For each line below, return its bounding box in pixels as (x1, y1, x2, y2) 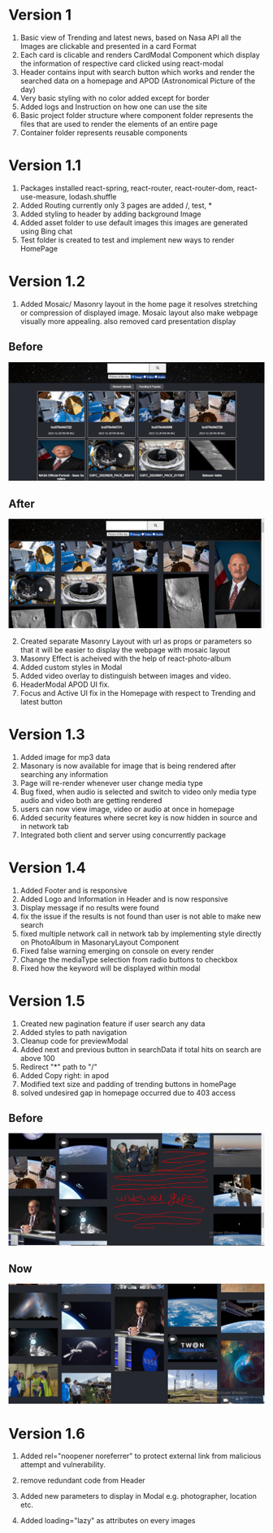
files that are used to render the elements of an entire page (19, 119, 218, 129)
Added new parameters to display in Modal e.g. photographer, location (19, 1492, 258, 1501)
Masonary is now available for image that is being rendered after (19, 761, 236, 771)
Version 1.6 (8, 1424, 85, 1443)
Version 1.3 (8, 726, 85, 744)
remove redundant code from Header (19, 1475, 146, 1486)
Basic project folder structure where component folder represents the (19, 110, 253, 120)
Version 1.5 (8, 991, 85, 1010)
